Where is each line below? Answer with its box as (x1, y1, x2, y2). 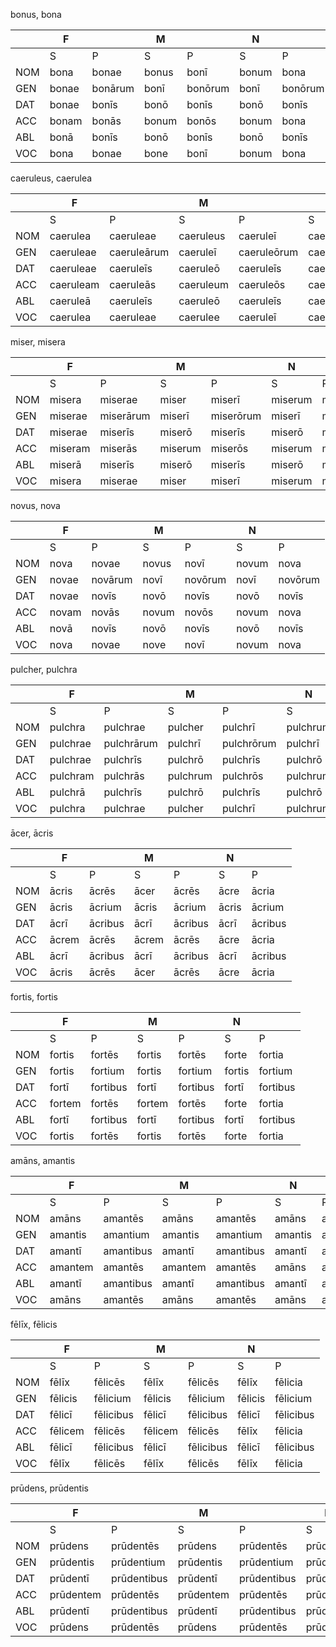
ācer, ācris (10, 827, 54, 839)
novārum (91, 573, 133, 586)
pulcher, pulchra (10, 664, 78, 675)
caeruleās (109, 278, 157, 291)
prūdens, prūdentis (10, 1482, 89, 1494)
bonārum (91, 82, 135, 95)
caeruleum (178, 278, 229, 291)
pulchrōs (222, 769, 264, 783)
